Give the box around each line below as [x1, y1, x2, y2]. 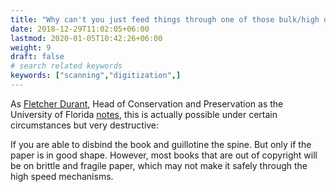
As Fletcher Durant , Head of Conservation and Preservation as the [10, 97, 284, 110]
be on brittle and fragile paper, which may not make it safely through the [10, 159, 308, 171]
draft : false [10, 52, 65, 62]
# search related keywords [10, 61, 123, 71]
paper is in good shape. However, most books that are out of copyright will [10, 149, 318, 161]
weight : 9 [10, 42, 52, 53]
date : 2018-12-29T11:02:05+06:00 [10, 24, 150, 34]
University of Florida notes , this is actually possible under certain [10, 108, 278, 120]
